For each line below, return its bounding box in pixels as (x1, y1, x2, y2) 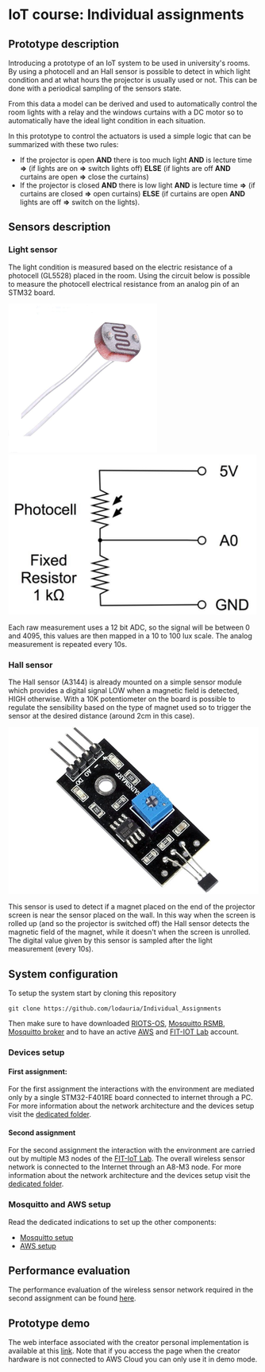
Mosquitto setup (19, 1232, 74, 1242)
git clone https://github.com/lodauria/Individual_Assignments (8, 1005, 222, 1013)
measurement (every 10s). (8, 944, 94, 954)
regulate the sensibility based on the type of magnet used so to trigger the (8, 703, 252, 712)
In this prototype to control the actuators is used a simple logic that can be (8, 131, 252, 141)
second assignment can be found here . (8, 1293, 136, 1303)
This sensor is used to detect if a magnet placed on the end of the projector (8, 902, 255, 912)
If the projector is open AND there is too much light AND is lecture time (19, 155, 252, 165)
